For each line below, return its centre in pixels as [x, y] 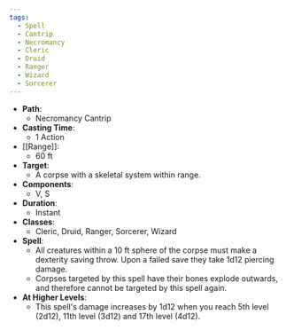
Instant [48, 212]
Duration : [39, 203]
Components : [47, 184]
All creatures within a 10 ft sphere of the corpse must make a [146, 250]
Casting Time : [48, 127]
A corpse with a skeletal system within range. [118, 175]
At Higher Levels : [54, 297]
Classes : [38, 222]
